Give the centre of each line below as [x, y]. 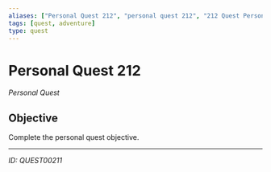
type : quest [28, 31]
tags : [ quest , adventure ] [52, 23]
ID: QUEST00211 [35, 161]
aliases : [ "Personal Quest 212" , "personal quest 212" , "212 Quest [124, 16]
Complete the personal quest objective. [74, 137]
